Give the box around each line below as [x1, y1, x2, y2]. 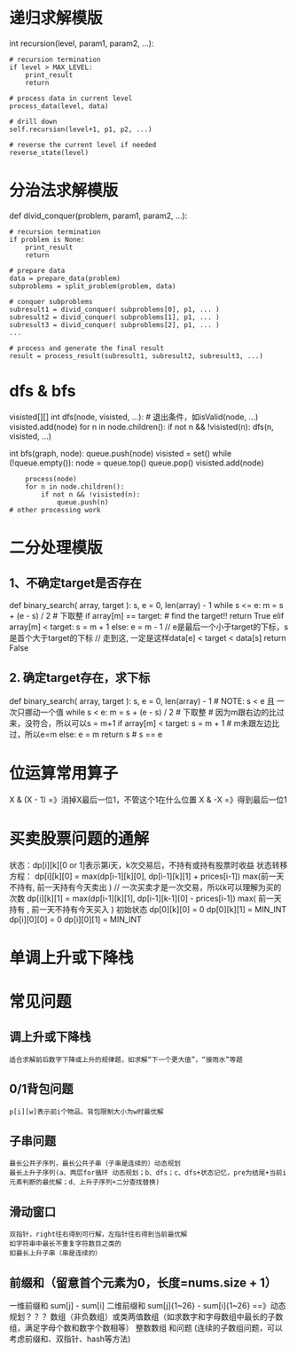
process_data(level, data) [9, 101, 109, 111]
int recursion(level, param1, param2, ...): [9, 37, 154, 49]
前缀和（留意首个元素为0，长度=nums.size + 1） [9, 1275, 277, 1290]
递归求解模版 [9, 8, 104, 28]
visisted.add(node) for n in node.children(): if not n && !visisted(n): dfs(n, [9, 421, 275, 432]
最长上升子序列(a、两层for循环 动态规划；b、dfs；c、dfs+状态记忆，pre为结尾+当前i [9, 1168, 286, 1177]
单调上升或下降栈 [9, 948, 135, 967]
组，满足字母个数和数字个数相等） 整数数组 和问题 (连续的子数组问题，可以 [9, 1322, 283, 1332]
